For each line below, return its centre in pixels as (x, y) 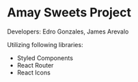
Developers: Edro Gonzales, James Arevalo (68, 31)
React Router (35, 65)
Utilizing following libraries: (45, 44)
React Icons (34, 72)
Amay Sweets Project (69, 13)
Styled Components (45, 58)
